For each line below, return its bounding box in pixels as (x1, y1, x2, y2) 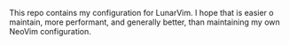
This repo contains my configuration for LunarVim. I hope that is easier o (9, 8, 274, 18)
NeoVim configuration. (9, 26, 91, 36)
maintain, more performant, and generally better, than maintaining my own (9, 17, 281, 27)
